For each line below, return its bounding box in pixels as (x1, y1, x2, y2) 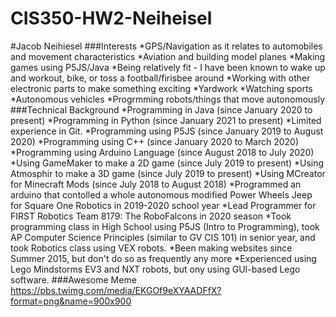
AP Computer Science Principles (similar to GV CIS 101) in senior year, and (10, 231, 316, 243)
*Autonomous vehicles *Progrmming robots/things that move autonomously (10, 93, 326, 105)
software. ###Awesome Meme (10, 273, 137, 286)
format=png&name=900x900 (10, 295, 132, 307)
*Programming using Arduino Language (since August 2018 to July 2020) (10, 146, 315, 158)
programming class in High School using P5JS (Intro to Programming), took (10, 220, 320, 232)
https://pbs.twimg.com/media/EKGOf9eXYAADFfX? (10, 284, 222, 296)
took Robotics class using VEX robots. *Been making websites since (10, 242, 293, 254)
